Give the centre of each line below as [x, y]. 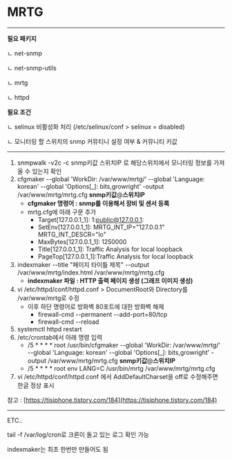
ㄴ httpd [18, 97]
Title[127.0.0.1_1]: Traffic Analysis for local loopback [110, 249]
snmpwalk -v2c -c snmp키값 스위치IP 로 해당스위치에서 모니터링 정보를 [115, 163]
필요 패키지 [22, 38]
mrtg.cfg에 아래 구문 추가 [62, 212]
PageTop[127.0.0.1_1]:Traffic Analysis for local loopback [116, 256]
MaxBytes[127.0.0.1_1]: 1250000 [82, 241]
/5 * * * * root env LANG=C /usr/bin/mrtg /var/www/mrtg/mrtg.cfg [121, 368]
